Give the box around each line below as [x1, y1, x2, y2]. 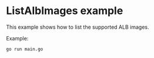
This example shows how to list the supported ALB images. [6, 23, 149, 30]
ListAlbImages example [6, 4, 123, 18]
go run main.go [6, 46, 43, 52]
